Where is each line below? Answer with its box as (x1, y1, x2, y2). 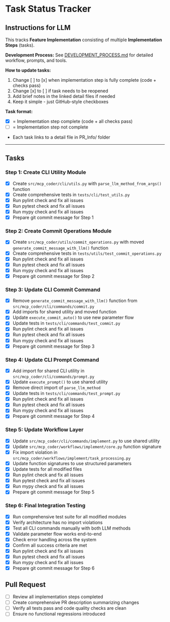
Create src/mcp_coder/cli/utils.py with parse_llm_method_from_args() (12, 180, 162, 186)
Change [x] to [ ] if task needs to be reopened (12, 88, 109, 94)
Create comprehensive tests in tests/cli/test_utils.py (12, 191, 130, 198)
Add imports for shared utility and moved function (12, 309, 117, 315)
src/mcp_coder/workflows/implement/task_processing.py (12, 455, 131, 461)
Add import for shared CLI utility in (12, 368, 84, 374)
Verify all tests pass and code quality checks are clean (12, 605, 126, 611)
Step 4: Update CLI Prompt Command (5, 356, 100, 363)
